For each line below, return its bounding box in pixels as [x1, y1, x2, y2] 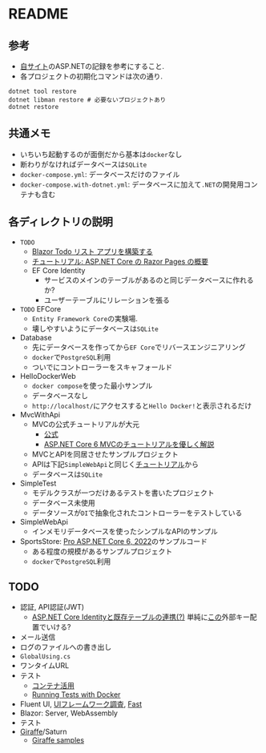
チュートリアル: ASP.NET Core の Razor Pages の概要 [31, 256, 209, 266]
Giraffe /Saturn [19, 727, 67, 737]
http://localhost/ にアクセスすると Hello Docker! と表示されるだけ [31, 401, 252, 410]
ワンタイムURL [19, 661, 70, 670]
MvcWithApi [19, 409, 61, 419]
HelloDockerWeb [19, 371, 76, 381]
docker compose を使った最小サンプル [31, 381, 153, 390]
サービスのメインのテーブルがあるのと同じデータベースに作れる [43, 275, 254, 284]
